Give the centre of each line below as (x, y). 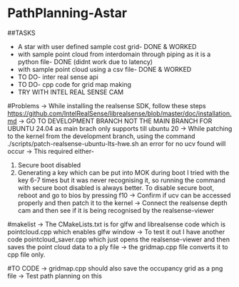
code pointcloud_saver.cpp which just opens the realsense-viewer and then (119, 239)
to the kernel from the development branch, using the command (101, 136)
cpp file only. (26, 254)
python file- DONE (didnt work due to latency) (85, 61)
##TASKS (21, 33)
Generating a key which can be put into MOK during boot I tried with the (123, 172)
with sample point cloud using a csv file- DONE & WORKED (105, 69)
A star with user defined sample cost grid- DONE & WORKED (107, 46)
